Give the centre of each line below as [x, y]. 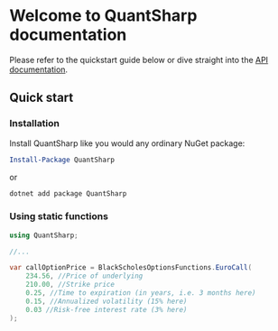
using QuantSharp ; [44, 235]
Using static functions [59, 216]
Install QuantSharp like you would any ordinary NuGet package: [127, 143]
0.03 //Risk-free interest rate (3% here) [107, 309]
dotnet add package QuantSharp [68, 193]
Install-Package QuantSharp [62, 160]
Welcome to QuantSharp [103, 16]
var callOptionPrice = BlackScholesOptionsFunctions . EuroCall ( [131, 268]
